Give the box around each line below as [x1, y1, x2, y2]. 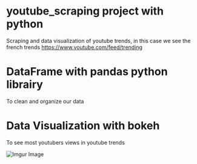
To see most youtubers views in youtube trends [6, 139, 125, 146]
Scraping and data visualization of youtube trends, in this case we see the [6, 37, 191, 44]
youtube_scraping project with [6, 4, 164, 18]
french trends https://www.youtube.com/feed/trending [6, 44, 142, 51]
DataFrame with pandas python [6, 65, 168, 79]
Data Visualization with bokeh [6, 119, 160, 133]
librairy [6, 77, 44, 91]
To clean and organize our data [6, 97, 84, 105]
